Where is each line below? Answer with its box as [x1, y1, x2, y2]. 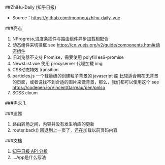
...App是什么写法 [12, 155, 46, 160]
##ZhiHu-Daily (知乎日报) [5, 4, 57, 10]
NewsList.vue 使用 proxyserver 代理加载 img [12, 61, 102, 66]
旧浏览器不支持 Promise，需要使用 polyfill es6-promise [12, 54, 124, 60]
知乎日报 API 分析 [12, 148, 48, 154]
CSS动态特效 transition [12, 67, 59, 73]
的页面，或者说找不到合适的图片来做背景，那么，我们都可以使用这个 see [12, 79, 159, 85]
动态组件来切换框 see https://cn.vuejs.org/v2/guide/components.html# [12, 42, 156, 48]
